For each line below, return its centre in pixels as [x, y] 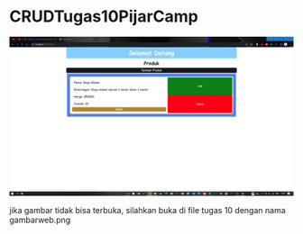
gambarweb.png [40, 220]
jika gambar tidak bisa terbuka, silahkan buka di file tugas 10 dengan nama [147, 211]
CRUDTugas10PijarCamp [104, 17]
